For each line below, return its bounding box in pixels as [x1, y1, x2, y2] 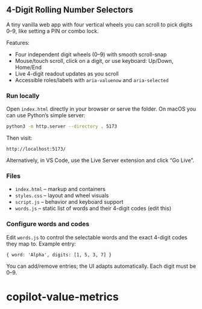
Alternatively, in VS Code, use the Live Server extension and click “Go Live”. [6, 157, 195, 164]
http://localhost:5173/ [6, 146, 66, 152]
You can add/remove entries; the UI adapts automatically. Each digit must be [6, 262, 197, 270]
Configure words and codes [6, 220, 89, 229]
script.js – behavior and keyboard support [14, 198, 124, 206]
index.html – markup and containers [14, 186, 106, 193]
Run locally [6, 91, 40, 100]
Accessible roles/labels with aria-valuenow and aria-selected [14, 76, 169, 83]
